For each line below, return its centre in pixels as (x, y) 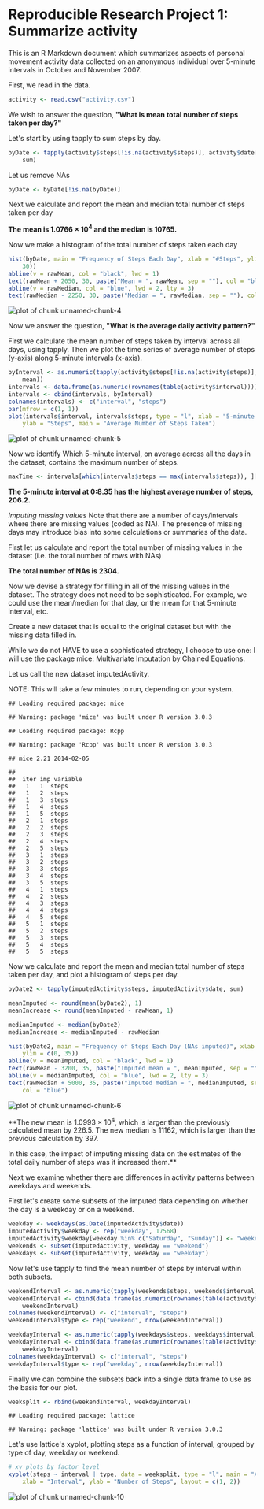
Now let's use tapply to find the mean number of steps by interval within (125, 1268)
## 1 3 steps (38, 800)
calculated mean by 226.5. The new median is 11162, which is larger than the (132, 1130)
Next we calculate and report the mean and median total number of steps (127, 204)
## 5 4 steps (38, 945)
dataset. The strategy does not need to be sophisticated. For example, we (128, 595)
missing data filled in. (42, 635)
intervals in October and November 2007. (75, 69)
